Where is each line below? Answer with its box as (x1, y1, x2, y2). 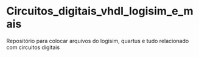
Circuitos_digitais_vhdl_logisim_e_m (6, 4, 194, 18)
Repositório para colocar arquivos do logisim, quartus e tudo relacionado (6, 37, 189, 44)
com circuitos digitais (6, 44, 60, 51)
